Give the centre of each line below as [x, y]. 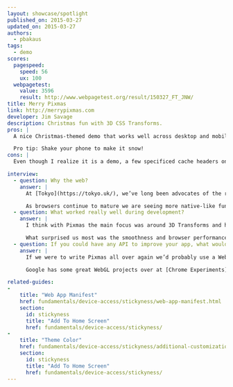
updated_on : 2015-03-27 [42, 26]
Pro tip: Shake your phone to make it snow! [79, 149]
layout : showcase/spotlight [48, 14]
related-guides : [31, 282]
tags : [15, 46]
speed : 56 [34, 71]
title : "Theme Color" [51, 341]
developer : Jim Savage [40, 117]
